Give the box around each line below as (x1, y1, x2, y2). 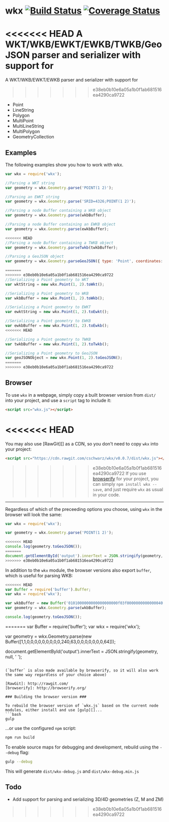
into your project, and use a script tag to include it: (5, 397, 112, 403)
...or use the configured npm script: (5, 725, 76, 731)
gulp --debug (5, 759, 33, 764)
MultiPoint (12, 118, 34, 124)
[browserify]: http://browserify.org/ (5, 685, 87, 691)
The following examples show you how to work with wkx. (5, 162, 124, 168)
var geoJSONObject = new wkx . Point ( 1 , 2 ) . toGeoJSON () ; (5, 355, 123, 360)
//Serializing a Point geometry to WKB (5, 291, 89, 296)
